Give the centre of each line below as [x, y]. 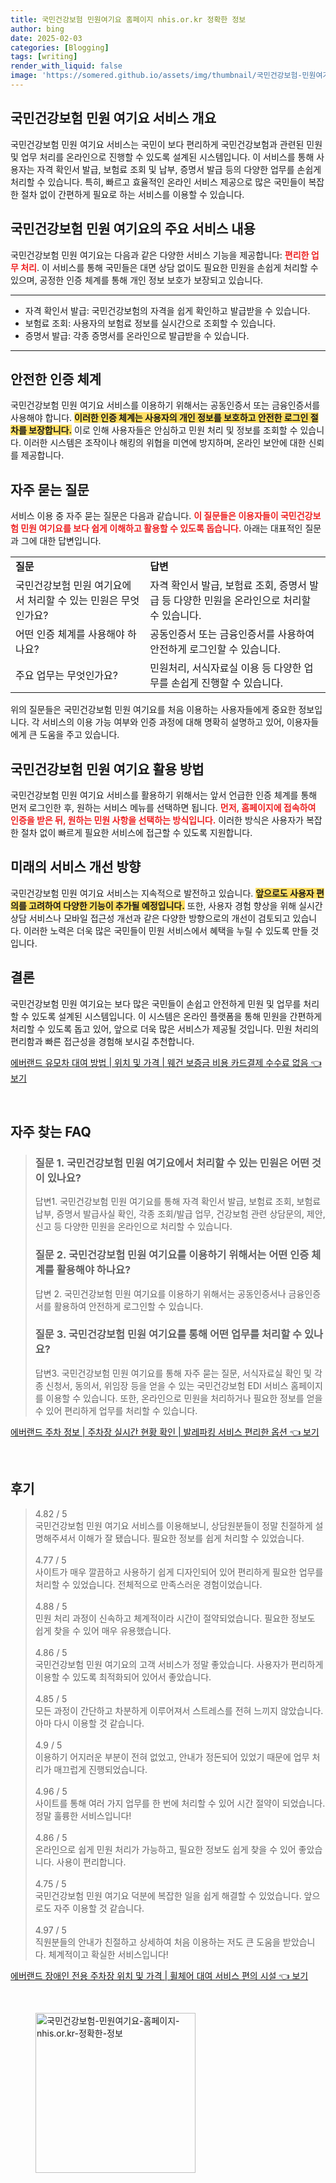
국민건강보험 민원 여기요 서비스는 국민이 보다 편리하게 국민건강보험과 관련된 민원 [166, 144]
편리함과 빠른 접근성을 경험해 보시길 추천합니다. [102, 1041]
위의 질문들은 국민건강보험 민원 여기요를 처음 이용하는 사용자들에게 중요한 [153, 710]
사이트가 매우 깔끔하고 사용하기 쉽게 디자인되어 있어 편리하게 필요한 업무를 [179, 1572]
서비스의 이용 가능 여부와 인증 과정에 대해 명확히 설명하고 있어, [163, 722]
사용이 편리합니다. [91, 1862]
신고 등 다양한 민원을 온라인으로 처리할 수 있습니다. [133, 1227]
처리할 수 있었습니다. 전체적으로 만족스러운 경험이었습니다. [148, 1584]
